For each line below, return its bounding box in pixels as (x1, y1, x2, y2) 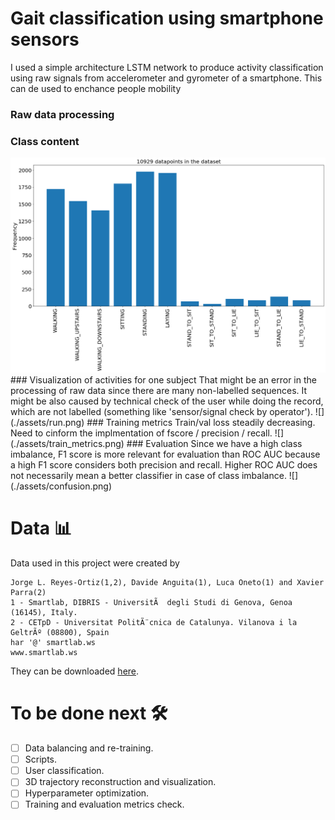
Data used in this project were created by (10, 557, 180, 569)
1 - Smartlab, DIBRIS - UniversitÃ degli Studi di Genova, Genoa (10, 598, 293, 608)
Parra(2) (10, 588, 47, 598)
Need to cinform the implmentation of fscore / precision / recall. (10, 427, 273, 439)
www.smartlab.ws (10, 648, 78, 658)
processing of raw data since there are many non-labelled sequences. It (10, 385, 308, 397)
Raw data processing (10, 107, 115, 121)
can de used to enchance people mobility (10, 82, 182, 94)
